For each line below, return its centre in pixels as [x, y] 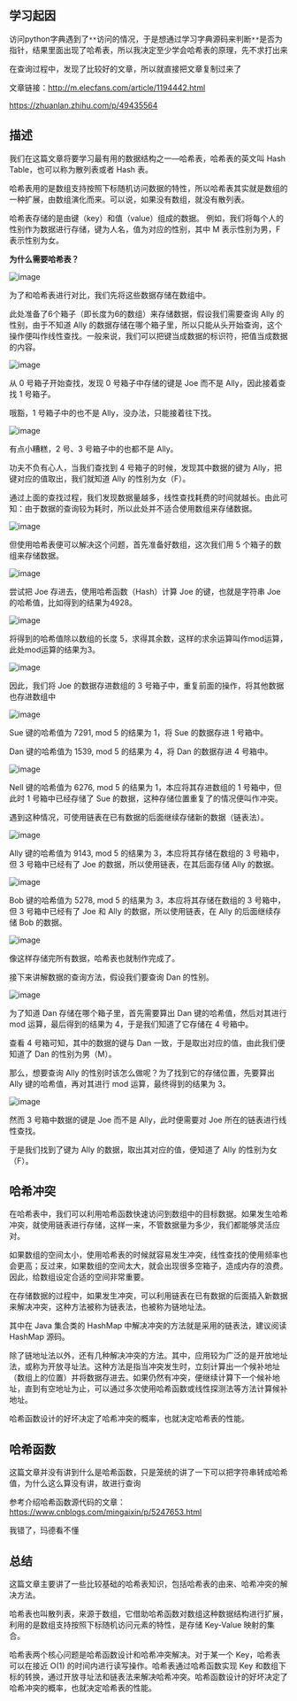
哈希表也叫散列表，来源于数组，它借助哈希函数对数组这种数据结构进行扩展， [148, 1614]
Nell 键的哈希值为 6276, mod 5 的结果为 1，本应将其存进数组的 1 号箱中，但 [146, 787]
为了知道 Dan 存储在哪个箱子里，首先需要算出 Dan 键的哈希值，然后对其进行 [148, 1012]
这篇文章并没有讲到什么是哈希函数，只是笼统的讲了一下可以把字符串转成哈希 [148, 1473]
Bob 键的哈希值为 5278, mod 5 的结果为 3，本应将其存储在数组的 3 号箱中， [147, 900]
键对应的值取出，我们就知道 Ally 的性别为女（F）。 [100, 478]
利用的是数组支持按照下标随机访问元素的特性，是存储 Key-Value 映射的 [138, 1625]
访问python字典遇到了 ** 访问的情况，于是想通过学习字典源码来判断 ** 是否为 [146, 39]
